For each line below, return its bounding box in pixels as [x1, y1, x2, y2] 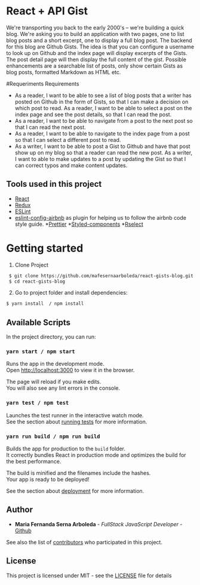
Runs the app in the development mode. [6, 360, 104, 368]
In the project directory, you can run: [6, 334, 96, 341]
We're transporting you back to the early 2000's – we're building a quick [6, 24, 184, 31]
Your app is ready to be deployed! [6, 476, 90, 483]
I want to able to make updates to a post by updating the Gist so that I [14, 155, 186, 162]
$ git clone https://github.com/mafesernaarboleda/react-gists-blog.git [8, 272, 194, 279]
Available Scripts [6, 317, 70, 328]
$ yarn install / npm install [6, 301, 84, 307]
